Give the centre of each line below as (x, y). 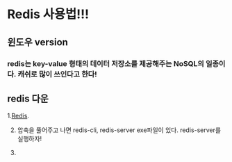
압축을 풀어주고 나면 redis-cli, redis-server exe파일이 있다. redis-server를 (119, 130)
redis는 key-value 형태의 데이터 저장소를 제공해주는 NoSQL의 (106, 63)
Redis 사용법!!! (48, 14)
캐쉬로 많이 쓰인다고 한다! (57, 74)
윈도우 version (38, 42)
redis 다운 (28, 98)
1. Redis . (18, 116)
